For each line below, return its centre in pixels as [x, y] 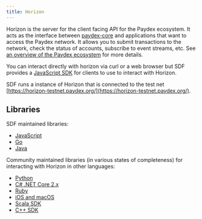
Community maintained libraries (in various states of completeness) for [94, 160]
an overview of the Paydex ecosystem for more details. [75, 54]
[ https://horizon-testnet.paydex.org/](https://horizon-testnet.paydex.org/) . [99, 90]
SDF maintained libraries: [37, 124]
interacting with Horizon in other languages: [61, 167]
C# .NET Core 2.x [37, 185]
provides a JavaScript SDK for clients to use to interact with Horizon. [91, 72]
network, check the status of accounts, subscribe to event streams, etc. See [101, 48]
